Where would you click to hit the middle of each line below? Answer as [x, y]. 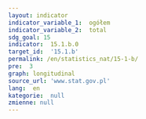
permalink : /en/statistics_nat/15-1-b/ [73, 59]
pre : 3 [21, 67]
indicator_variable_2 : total [58, 30]
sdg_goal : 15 [29, 37]
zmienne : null [31, 103]
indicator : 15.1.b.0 [44, 45]
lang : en [24, 88]
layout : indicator [38, 15]
